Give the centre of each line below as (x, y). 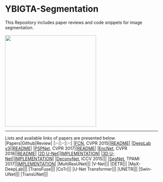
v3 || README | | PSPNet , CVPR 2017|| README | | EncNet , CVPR (66, 148)
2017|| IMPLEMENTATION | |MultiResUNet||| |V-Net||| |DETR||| (66, 164)
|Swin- (145, 169)
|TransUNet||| (34, 174)
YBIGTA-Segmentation (52, 9)
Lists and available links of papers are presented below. (61, 138)
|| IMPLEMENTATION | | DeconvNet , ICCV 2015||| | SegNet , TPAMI (76, 159)
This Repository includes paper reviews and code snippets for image (74, 22)
